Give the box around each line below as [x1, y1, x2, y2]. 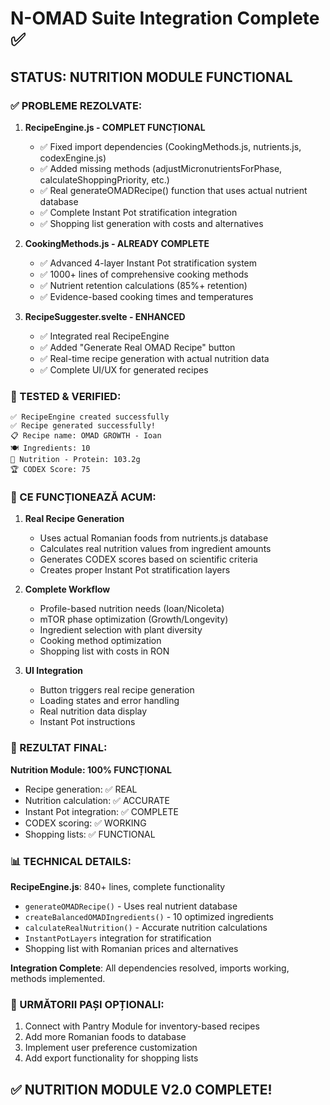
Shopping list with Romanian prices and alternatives [24, 943, 239, 955]
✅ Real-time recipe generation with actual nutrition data [39, 352, 270, 364]
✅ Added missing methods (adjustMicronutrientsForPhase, [39, 162, 283, 174]
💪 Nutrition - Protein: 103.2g [10, 455, 141, 465]
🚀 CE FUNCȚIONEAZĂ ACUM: [10, 490, 157, 504]
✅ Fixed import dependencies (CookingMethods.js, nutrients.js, [39, 140, 302, 152]
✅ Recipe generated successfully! [10, 421, 156, 431]
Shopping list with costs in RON [39, 645, 170, 657]
